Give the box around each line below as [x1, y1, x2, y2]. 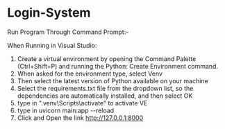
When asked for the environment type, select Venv [17, 69, 163, 78]
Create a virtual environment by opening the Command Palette [17, 54, 197, 63]
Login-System [7, 5, 91, 21]
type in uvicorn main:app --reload [17, 106, 115, 114]
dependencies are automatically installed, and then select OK [17, 92, 193, 100]
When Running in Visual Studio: [7, 41, 97, 49]
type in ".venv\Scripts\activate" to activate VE [17, 98, 148, 107]
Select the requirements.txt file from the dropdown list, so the [17, 84, 194, 92]
